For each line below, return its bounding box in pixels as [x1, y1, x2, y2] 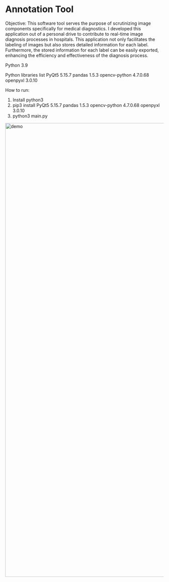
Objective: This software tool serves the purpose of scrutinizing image [5, 20, 151, 26]
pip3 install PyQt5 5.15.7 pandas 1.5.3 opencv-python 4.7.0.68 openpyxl [12, 102, 160, 108]
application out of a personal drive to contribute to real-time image [5, 31, 143, 37]
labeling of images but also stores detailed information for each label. [5, 41, 149, 47]
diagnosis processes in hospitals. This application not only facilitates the [5, 36, 155, 42]
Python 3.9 [5, 62, 28, 68]
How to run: [5, 87, 30, 93]
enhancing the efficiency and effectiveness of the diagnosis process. [5, 52, 148, 59]
